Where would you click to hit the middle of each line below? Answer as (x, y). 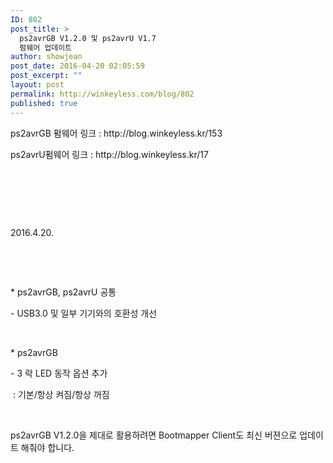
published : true (44, 103)
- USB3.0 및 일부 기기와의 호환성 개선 (84, 313)
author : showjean (46, 57)
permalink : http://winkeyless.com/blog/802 (102, 94)
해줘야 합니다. (47, 447)
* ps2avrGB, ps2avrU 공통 (63, 292)
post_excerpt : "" (46, 76)
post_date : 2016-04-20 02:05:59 (77, 66)
